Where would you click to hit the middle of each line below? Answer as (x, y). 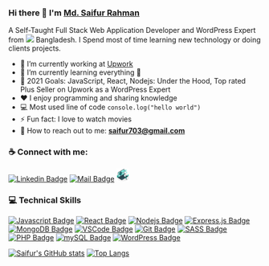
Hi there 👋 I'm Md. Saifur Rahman (74, 13)
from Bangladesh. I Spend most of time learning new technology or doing (134, 40)
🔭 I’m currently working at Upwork (77, 64)
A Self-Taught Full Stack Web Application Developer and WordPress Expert (132, 31)
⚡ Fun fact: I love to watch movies (76, 119)
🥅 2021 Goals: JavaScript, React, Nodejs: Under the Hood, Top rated (133, 81)
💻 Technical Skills (45, 200)
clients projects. (35, 48)
